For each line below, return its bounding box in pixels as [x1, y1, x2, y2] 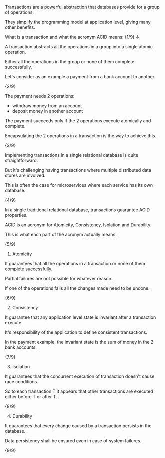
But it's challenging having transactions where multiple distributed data [5, 167, 151, 173]
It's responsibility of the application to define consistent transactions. [5, 329, 147, 335]
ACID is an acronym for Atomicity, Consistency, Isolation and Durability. [5, 222, 152, 228]
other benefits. [5, 24, 36, 30]
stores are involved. [5, 172, 46, 178]
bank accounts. [5, 344, 37, 350]
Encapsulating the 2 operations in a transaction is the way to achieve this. [5, 133, 156, 139]
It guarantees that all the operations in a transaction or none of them [5, 261, 146, 266]
